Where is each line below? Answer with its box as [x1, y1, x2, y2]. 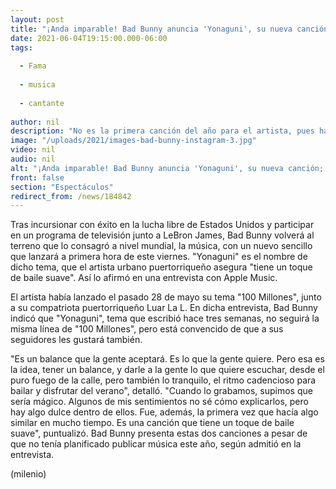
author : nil [10, 117, 60, 127]
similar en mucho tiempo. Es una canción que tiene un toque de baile [10, 417, 295, 429]
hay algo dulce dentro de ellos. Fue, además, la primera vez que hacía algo [10, 406, 319, 418]
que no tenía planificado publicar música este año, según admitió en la [10, 438, 302, 450]
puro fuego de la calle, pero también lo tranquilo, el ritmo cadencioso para [10, 374, 317, 386]
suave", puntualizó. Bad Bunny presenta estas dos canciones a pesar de [10, 427, 308, 440]
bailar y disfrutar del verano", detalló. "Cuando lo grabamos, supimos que [10, 385, 313, 397]
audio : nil [10, 154, 56, 164]
